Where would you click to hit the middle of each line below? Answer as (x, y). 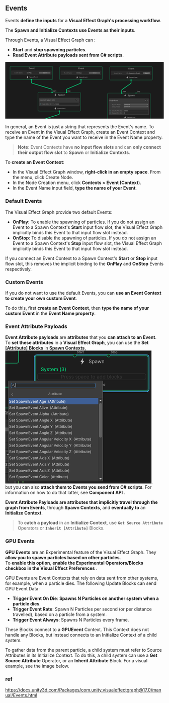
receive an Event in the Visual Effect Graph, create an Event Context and (80, 132)
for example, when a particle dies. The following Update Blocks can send (81, 583)
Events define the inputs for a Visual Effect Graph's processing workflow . (83, 20)
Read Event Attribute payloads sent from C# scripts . (68, 55)
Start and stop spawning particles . (50, 49)
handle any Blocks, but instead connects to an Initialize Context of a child (81, 635)
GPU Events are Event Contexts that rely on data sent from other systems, (82, 578)
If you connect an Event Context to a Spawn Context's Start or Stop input (81, 258)
